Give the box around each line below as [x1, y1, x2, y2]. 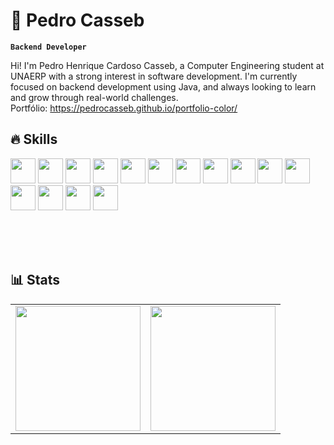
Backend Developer [10, 42, 87, 52]
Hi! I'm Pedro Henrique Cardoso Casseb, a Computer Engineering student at [10, 59, 325, 71]
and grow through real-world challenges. [10, 91, 179, 103]
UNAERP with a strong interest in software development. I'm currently [10, 70, 298, 82]
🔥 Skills [10, 131, 58, 148]
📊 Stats [10, 272, 61, 289]
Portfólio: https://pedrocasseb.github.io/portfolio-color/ [10, 102, 238, 114]
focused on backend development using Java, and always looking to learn [10, 80, 317, 93]
